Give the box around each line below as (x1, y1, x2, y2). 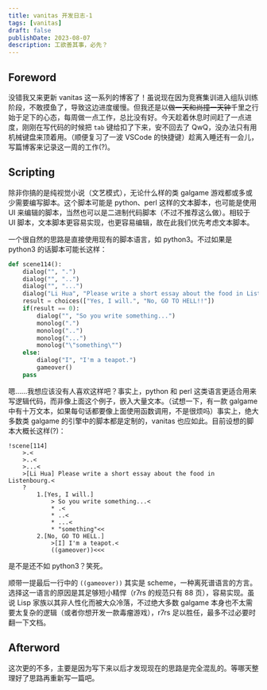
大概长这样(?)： (14, 426, 66, 435)
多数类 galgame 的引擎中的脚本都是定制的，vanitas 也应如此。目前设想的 (8, 416, 247, 426)
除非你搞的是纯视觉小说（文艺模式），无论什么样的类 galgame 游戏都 (8, 187, 232, 197)
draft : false (8, 26, 52, 34)
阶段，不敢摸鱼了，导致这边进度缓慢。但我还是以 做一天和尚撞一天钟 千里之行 (8, 102, 259, 112)
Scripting (8, 166, 56, 179)
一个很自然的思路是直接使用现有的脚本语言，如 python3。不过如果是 (8, 234, 233, 244)
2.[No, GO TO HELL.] (37, 532, 105, 540)
